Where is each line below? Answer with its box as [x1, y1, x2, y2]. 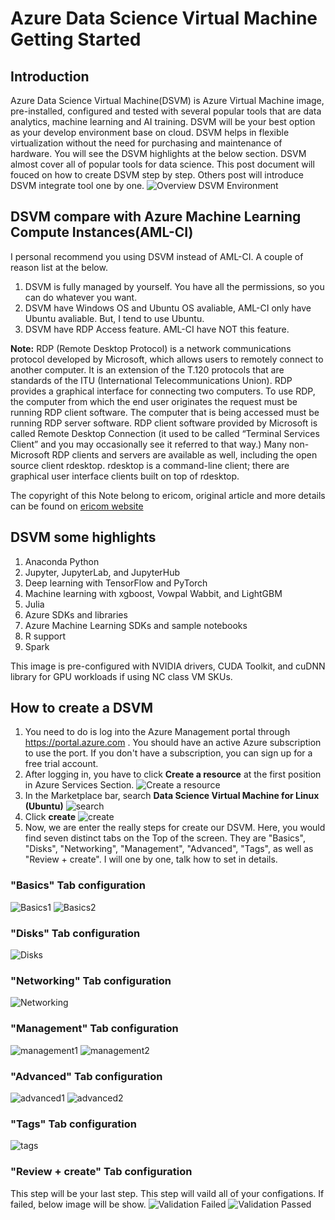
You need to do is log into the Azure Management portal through [24, 726, 291, 738]
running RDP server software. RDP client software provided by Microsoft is [10, 417, 318, 429]
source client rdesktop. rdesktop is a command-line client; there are [10, 459, 290, 471]
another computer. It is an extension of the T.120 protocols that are [10, 363, 285, 376]
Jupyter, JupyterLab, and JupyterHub [24, 566, 181, 578]
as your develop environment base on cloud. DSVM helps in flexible [10, 127, 290, 138]
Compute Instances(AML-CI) [10, 224, 194, 241]
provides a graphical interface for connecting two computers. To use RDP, [10, 385, 316, 397]
